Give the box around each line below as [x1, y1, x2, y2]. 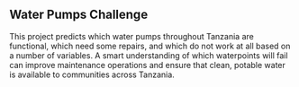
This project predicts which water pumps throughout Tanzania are [9, 30, 254, 41]
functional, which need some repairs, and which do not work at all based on [9, 40, 291, 51]
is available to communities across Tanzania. [9, 69, 176, 80]
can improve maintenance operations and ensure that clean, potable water [9, 59, 286, 70]
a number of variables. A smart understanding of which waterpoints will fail [9, 49, 288, 61]
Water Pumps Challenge [9, 7, 149, 22]
